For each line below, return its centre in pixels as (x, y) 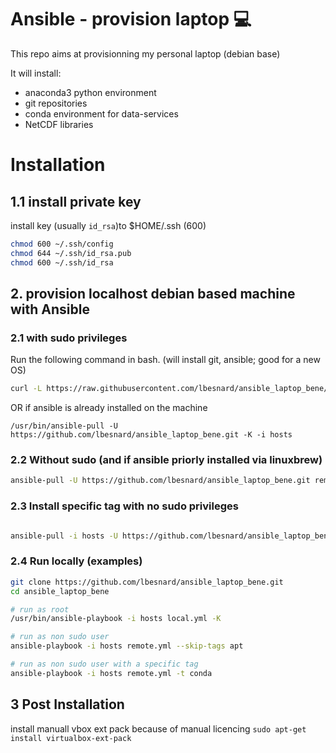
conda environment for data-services (101, 113)
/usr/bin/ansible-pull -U (64, 426)
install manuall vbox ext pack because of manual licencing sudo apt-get (158, 728)
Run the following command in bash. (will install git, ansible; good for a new (165, 360)
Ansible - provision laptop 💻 (131, 19)
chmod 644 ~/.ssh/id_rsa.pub (71, 253)
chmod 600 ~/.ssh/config (62, 244)
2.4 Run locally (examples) (76, 561)
